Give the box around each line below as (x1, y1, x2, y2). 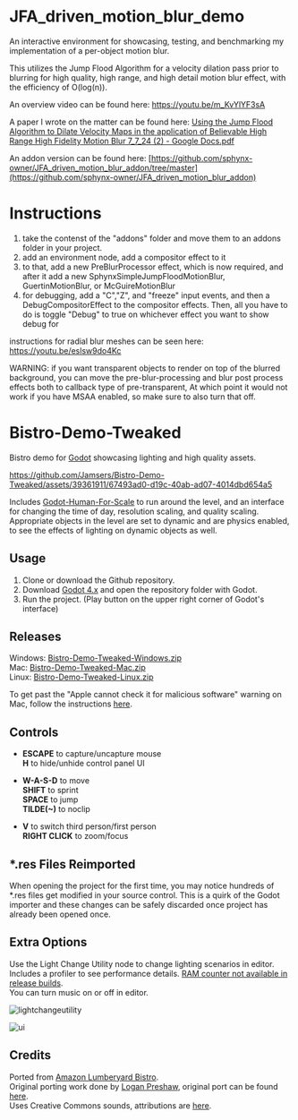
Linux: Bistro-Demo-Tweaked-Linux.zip (9, 671, 154, 682)
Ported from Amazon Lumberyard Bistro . (9, 1072, 159, 1082)
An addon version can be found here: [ (9, 152, 152, 163)
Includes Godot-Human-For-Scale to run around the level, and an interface (9, 496, 285, 507)
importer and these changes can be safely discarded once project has (9, 900, 268, 911)
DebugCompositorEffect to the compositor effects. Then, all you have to (21, 299, 288, 310)
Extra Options (9, 935, 88, 950)
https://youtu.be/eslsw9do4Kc (9, 345, 122, 355)
